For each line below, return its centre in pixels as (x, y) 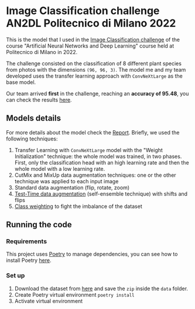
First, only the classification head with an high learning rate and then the (102, 162)
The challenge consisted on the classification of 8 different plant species (94, 63)
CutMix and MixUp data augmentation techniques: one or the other (95, 175)
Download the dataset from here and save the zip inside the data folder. (101, 288)
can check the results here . (39, 100)
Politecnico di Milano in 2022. (42, 52)
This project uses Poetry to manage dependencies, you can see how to (92, 254)
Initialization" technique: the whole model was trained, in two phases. (98, 156)
